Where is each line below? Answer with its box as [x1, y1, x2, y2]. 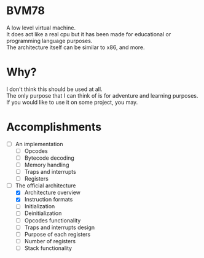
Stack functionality [24, 244, 73, 252]
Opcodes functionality [24, 216, 81, 224]
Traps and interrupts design [24, 224, 95, 231]
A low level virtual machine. [6, 24, 76, 31]
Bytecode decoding [24, 154, 75, 162]
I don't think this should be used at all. [6, 85, 103, 93]
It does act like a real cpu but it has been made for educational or [6, 30, 171, 37]
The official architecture [15, 182, 76, 189]
